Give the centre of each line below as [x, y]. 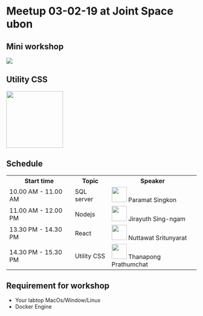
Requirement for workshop [58, 286]
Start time [39, 181]
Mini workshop [35, 46]
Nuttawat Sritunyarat [157, 238]
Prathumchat [130, 264]
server [84, 199]
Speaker [153, 181]
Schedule [25, 164]
